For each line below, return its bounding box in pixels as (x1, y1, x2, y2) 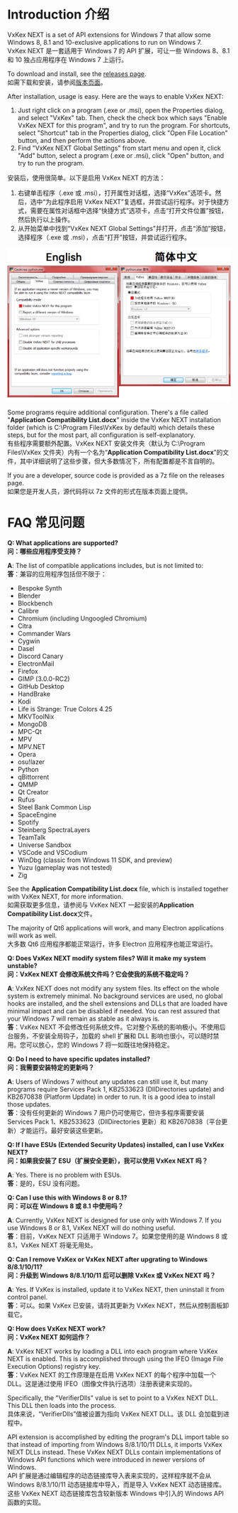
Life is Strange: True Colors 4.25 (17, 704, 113, 713)
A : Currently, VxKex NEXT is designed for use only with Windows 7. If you (7, 1216, 222, 1224)
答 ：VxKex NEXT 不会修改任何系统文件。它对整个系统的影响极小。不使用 (7, 1023, 220, 1031)
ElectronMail (17, 659, 55, 668)
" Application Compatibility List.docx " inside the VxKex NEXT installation (7, 415, 222, 424)
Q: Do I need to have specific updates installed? (7, 1055, 151, 1063)
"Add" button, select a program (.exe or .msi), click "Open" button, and (17, 151, 225, 160)
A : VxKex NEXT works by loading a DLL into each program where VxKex (7, 1347, 218, 1355)
